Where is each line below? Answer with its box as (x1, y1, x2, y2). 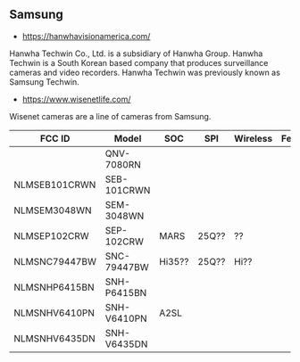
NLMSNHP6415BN (13, 281, 96, 293)
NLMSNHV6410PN (13, 307, 96, 319)
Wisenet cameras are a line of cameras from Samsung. (9, 111, 212, 121)
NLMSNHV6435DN (13, 332, 96, 344)
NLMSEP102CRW (13, 229, 89, 242)
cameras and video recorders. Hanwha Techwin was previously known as (9, 67, 281, 78)
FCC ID (39, 132, 71, 144)
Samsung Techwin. (9, 76, 80, 87)
